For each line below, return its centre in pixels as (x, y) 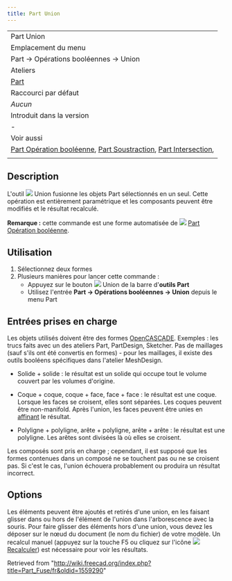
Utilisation (30, 252)
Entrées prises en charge (62, 321)
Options (25, 495)
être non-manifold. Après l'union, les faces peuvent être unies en (110, 409)
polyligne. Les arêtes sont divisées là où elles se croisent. (99, 438)
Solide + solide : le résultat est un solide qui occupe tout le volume (112, 374)
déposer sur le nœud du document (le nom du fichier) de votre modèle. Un (114, 534)
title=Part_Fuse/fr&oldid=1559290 (55, 570)
